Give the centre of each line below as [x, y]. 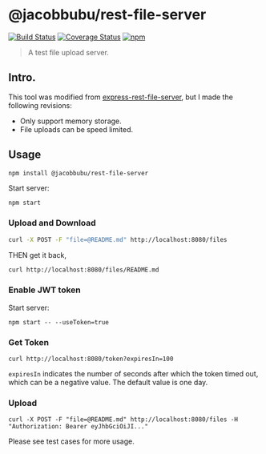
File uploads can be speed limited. [77, 129]
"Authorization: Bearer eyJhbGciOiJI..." [79, 427]
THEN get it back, [37, 255]
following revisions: [40, 105]
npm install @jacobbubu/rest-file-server [79, 173]
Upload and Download [52, 223]
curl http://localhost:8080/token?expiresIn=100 [91, 359]
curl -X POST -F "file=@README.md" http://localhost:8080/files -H [123, 420]
